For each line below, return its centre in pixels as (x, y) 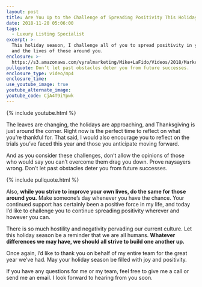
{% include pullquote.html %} (43, 180)
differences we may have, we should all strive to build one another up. (96, 241)
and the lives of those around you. (57, 51)
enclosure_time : (26, 79)
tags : (13, 29)
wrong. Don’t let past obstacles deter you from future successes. (87, 168)
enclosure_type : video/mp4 (40, 73)
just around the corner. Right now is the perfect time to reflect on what (93, 131)
